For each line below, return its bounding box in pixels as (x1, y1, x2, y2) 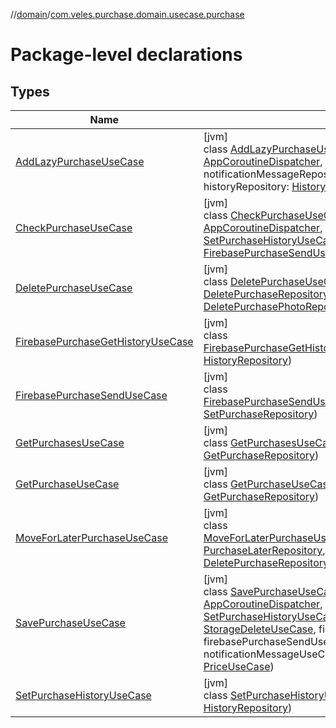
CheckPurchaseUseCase (15, 221, 133, 234)
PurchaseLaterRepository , (203, 544, 326, 557)
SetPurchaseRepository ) (203, 407, 318, 421)
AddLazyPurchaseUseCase (15, 155, 145, 168)
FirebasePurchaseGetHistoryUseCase (15, 335, 194, 348)
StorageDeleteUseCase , (203, 622, 317, 636)
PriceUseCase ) (203, 660, 275, 673)
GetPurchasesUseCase (15, 436, 125, 449)
